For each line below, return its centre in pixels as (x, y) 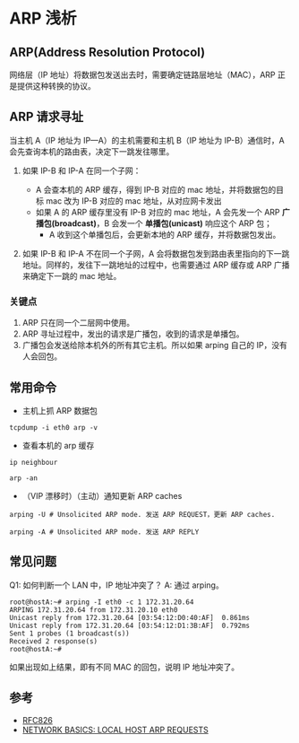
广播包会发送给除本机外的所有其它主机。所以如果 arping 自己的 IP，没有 (155, 345)
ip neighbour (34, 462)
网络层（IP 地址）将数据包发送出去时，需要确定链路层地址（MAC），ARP (142, 74)
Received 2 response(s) (54, 641)
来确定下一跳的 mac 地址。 (72, 275)
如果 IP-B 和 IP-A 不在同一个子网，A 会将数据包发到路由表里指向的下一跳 (156, 253)
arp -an (24, 478)
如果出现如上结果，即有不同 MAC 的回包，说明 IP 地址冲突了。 (124, 667)
